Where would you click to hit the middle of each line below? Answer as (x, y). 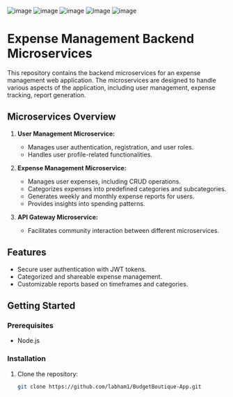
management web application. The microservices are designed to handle (112, 80)
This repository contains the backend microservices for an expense (104, 72)
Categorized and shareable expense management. (90, 276)
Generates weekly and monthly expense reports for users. (111, 196)
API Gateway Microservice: (58, 217)
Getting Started (41, 306)
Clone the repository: (48, 374)
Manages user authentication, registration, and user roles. (111, 147)
